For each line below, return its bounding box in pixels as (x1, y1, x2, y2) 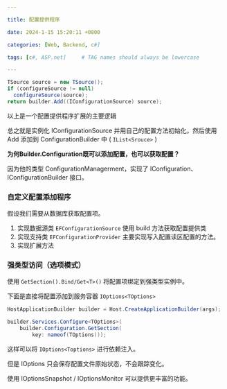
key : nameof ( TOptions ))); (32, 331, 107, 338)
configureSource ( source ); (13, 92, 89, 98)
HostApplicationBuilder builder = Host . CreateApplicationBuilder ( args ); (7, 306, 221, 313)
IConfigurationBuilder (7, 173, 69, 181)
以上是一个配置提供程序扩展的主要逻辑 (7, 112, 116, 120)
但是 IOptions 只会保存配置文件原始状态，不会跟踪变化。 (7, 359, 168, 368)
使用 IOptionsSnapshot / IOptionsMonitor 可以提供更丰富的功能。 (7, 374, 192, 382)
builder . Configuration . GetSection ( (19, 325, 122, 332)
